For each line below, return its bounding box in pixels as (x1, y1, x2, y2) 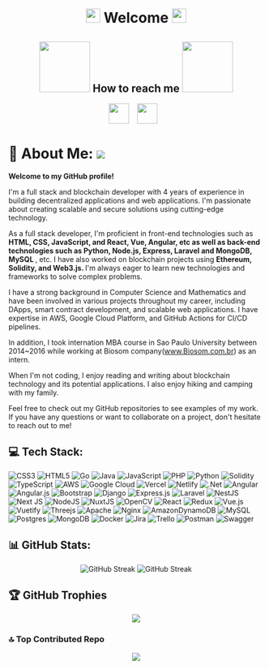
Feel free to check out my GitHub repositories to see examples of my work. (8, 403, 259, 413)
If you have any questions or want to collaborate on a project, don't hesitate (8, 412, 261, 422)
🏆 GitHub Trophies (8, 588, 108, 602)
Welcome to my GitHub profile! (8, 171, 115, 181)
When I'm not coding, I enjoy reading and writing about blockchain (8, 370, 231, 380)
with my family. (8, 388, 59, 397)
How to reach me (92, 81, 180, 95)
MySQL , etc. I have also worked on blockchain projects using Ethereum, (8, 254, 253, 264)
